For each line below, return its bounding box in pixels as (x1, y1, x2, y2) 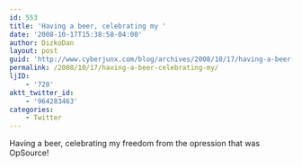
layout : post (9, 47, 58, 56)
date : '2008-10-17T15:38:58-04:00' (9, 30, 143, 39)
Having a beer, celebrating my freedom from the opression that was (9, 138, 261, 149)
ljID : (9, 72, 30, 81)
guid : (9, 55, 30, 64)
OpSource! (9, 147, 49, 158)
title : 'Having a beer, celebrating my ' (9, 22, 167, 31)
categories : (9, 105, 54, 114)
